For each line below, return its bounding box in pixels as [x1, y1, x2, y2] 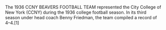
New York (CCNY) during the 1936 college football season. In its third [5, 9, 147, 15]
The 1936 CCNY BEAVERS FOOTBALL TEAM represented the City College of [5, 4, 162, 10]
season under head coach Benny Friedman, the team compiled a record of [5, 15, 157, 20]
